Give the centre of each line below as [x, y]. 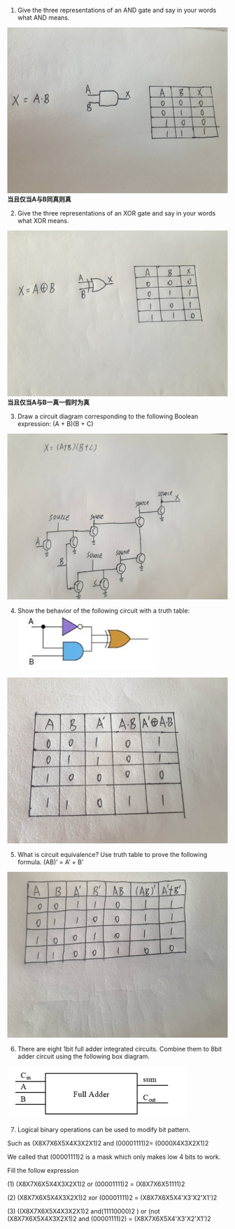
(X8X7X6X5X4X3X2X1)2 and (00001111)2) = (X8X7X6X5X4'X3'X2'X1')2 [109, 1218]
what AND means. [43, 18]
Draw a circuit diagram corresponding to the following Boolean [108, 416]
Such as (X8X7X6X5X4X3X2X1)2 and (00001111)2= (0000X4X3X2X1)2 [108, 1143]
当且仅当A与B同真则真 [39, 199]
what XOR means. [43, 221]
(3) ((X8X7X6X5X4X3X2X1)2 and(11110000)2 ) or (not [84, 1211]
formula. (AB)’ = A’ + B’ [50, 862]
